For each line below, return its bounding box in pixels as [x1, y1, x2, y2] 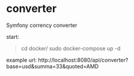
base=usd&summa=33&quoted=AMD [6, 62, 99, 70]
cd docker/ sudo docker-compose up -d [20, 44, 121, 52]
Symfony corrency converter [6, 22, 78, 29]
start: [6, 33, 20, 40]
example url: [6, 56, 37, 63]
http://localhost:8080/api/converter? [38, 56, 129, 63]
